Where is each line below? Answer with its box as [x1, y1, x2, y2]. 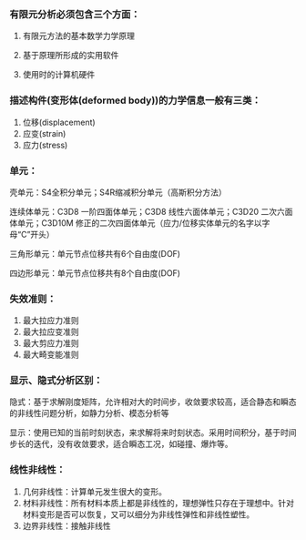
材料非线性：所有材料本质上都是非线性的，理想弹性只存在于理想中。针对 [22, 497, 294, 508]
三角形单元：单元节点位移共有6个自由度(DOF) [9, 248, 180, 259]
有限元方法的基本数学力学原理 [22, 30, 135, 42]
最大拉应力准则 [22, 315, 79, 326]
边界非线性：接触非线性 [22, 520, 111, 531]
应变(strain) [22, 127, 66, 138]
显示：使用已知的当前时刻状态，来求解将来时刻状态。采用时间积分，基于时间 [9, 427, 297, 438]
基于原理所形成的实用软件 [22, 50, 119, 61]
